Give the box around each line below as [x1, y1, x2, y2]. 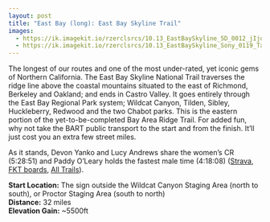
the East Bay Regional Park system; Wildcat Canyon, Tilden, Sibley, [8, 98, 231, 108]
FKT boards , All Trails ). [8, 165, 84, 175]
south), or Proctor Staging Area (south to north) [8, 189, 166, 199]
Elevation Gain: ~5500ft [8, 206, 88, 216]
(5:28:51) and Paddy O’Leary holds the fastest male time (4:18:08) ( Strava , [8, 156, 254, 166]
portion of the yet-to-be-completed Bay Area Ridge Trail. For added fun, [8, 115, 247, 125]
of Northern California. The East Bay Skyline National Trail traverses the [8, 72, 245, 82]
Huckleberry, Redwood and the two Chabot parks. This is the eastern [8, 106, 238, 117]
